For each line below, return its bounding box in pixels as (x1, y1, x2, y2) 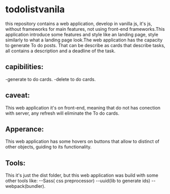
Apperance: (5, 124, 45, 134)
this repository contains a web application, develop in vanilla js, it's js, (5, 20, 152, 27)
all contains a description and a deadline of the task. (5, 48, 116, 54)
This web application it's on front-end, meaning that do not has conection (5, 104, 161, 111)
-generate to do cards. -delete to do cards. (5, 76, 96, 82)
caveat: (5, 91, 30, 100)
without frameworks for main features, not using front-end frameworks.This (5, 26, 165, 32)
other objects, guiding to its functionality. (5, 144, 92, 150)
